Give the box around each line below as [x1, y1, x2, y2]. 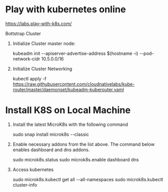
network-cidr [12, 55, 40, 62]
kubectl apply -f [12, 75, 47, 81]
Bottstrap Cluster [5, 30, 41, 36]
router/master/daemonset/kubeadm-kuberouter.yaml [12, 86, 124, 93]
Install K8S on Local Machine [5, 104, 131, 116]
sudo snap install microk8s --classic [12, 131, 89, 137]
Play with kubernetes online [5, 4, 126, 15]
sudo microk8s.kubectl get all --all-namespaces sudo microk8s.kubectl [12, 176, 163, 182]
